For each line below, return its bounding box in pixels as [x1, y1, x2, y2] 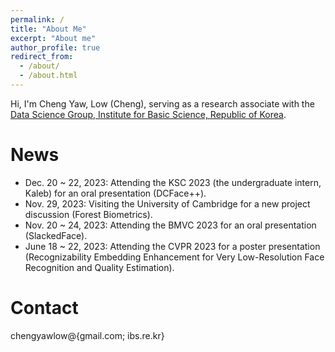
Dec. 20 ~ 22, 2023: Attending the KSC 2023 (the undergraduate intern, [24, 176, 322, 188]
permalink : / [10, 14, 65, 25]
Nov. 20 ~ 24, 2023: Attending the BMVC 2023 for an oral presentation [24, 219, 317, 231]
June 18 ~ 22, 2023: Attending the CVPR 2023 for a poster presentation [24, 240, 321, 252]
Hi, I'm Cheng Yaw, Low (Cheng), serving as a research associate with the [10, 97, 315, 110]
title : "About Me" [10, 24, 87, 34]
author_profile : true [10, 42, 101, 53]
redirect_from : [10, 52, 74, 62]
